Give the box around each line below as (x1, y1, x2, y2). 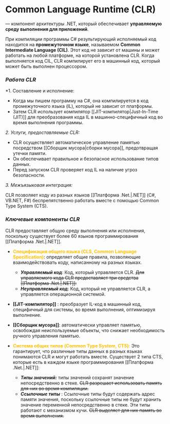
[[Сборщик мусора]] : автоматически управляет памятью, (12, 322, 142, 328)
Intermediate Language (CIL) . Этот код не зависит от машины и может (5, 47, 160, 53)
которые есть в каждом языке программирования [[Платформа (12, 359, 154, 365)
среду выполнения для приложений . (5, 26, 89, 32)
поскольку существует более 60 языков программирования (5, 233, 139, 239)
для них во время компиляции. (20, 385, 89, 391)
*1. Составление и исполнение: (5, 88, 74, 94)
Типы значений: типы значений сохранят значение (20, 374, 135, 380)
